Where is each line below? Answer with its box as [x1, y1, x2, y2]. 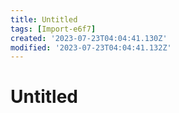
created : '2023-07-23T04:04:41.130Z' [10, 33, 168, 43]
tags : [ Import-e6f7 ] [10, 24, 97, 34]
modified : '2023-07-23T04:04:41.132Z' [10, 42, 172, 53]
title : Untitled [10, 14, 78, 25]
